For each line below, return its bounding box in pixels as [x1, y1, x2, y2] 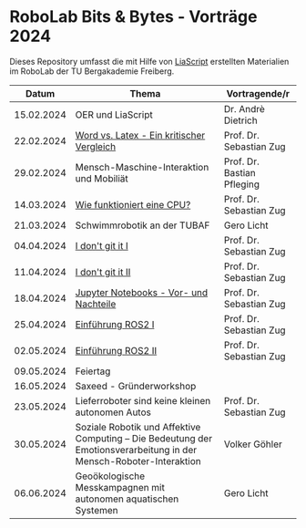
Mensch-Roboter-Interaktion [75, 454, 202, 467]
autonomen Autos [75, 406, 152, 419]
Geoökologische [75, 470, 146, 482]
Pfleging [223, 178, 260, 191]
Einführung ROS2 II [75, 344, 158, 357]
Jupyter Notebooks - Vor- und [75, 285, 209, 298]
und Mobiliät [75, 171, 129, 184]
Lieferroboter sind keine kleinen [75, 394, 211, 407]
